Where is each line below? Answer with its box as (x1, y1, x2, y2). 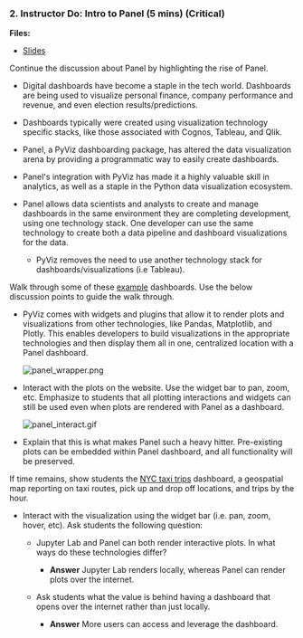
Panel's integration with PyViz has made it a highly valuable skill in (22, 171, 270, 183)
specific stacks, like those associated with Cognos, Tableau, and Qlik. (22, 127, 283, 138)
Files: (9, 28, 31, 39)
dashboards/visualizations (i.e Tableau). (35, 264, 185, 275)
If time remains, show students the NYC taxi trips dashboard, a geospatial (9, 473, 284, 484)
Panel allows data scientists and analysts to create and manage (22, 198, 260, 210)
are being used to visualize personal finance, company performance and (22, 90, 294, 101)
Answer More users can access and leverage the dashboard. (49, 619, 279, 630)
